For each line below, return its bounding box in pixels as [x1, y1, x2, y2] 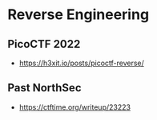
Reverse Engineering [7, 6, 150, 24]
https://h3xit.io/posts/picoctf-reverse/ [18, 58, 145, 68]
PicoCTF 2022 [7, 37, 81, 51]
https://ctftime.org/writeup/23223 [18, 102, 131, 112]
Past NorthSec [7, 81, 82, 95]
